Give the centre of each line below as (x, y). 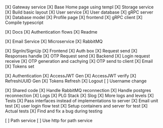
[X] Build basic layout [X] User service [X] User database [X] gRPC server (79, 12)
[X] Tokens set (20, 66)
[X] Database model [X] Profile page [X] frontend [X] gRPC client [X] (74, 17)
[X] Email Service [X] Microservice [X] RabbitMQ (54, 41)
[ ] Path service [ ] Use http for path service (49, 120)
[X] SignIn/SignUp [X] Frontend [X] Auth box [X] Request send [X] (71, 51)
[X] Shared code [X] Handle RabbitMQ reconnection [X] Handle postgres (78, 90)
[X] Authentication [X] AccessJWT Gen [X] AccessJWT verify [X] (71, 76)
